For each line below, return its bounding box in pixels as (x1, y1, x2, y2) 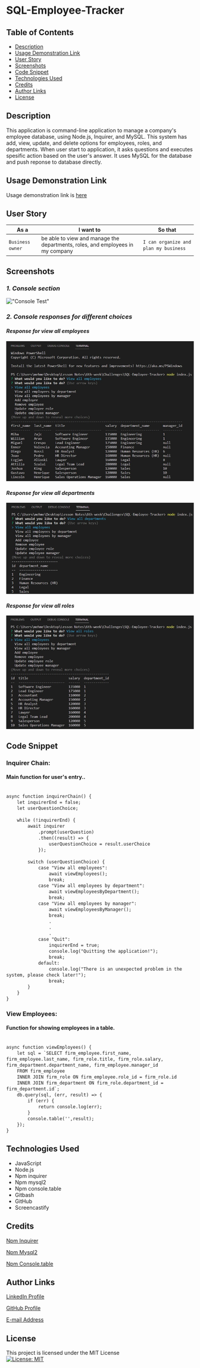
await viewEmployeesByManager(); (48, 906, 132, 912)
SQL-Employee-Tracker (6, 4, 124, 17)
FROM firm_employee (17, 1068, 65, 1074)
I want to (78, 226, 101, 233)
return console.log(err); (37, 1104, 102, 1110)
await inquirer (27, 823, 65, 829)
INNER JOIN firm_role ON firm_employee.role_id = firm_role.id (17, 1074, 177, 1080)
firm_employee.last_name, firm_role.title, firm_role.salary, (6, 1056, 164, 1062)
